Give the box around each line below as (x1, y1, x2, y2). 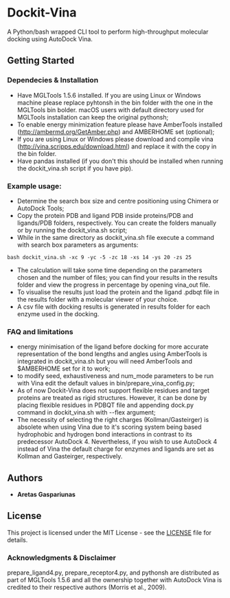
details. (7, 535, 28, 544)
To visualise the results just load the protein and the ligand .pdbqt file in (16, 287, 220, 296)
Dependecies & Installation (7, 76, 99, 85)
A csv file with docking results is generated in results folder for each (16, 302, 211, 311)
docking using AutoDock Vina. (7, 34, 93, 43)
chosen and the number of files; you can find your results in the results (16, 273, 218, 281)
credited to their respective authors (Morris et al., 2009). (7, 583, 167, 592)
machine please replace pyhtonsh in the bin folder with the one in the (16, 98, 214, 107)
